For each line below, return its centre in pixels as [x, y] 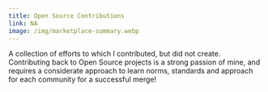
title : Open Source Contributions [67, 16]
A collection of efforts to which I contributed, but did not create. [115, 54]
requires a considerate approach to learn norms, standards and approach [131, 71]
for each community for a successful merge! [83, 79]
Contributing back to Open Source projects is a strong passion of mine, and [134, 62]
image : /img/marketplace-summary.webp [74, 31]
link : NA [23, 23]
